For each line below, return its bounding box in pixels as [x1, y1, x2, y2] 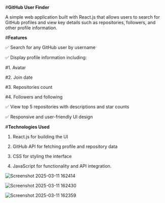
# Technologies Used [5, 124, 50, 130]
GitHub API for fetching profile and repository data [12, 143, 118, 149]
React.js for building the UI [12, 134, 68, 139]
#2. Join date [5, 74, 33, 80]
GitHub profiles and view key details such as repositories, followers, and [5, 20, 156, 25]
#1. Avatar [5, 65, 26, 70]
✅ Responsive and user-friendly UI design [5, 114, 93, 120]
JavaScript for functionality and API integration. [12, 163, 112, 169]
